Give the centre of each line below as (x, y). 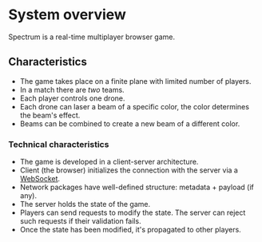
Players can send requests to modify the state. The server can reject (133, 212)
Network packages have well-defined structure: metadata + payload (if (137, 187)
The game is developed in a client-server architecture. (109, 162)
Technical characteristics (59, 144)
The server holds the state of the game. (85, 204)
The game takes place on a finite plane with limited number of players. (135, 81)
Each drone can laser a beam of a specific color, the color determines (135, 106)
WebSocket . (40, 179)
